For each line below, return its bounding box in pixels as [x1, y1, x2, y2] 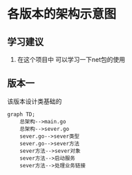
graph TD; [7, 111, 36, 118]
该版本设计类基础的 [7, 97, 62, 105]
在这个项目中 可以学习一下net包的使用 [17, 56, 126, 63]
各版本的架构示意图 [7, 6, 117, 22]
